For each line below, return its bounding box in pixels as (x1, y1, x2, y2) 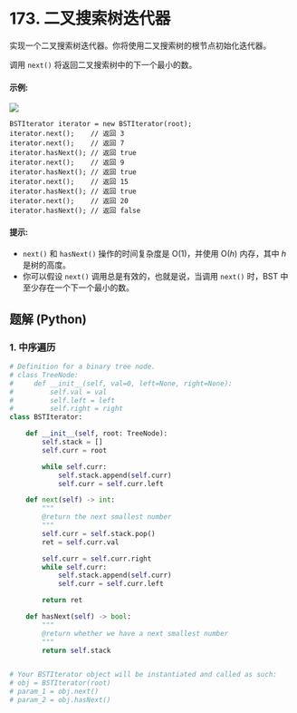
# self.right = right (9, 405, 124, 414)
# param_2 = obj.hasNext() (9, 696, 111, 705)
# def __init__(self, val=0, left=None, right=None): (9, 378, 233, 388)
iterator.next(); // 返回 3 (9, 129, 125, 139)
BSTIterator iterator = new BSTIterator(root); (9, 120, 193, 129)
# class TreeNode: (9, 370, 79, 379)
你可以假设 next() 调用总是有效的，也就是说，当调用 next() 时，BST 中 (22, 271, 289, 282)
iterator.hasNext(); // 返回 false (9, 206, 141, 216)
